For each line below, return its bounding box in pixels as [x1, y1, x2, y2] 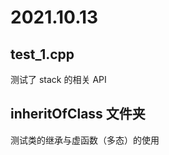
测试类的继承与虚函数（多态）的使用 [10, 134, 160, 146]
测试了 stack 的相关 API [10, 74, 107, 85]
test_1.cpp [10, 46, 75, 63]
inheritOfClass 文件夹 [10, 106, 146, 123]
